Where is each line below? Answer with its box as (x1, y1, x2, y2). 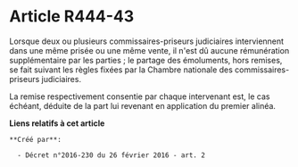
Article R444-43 (9, 6, 135, 27)
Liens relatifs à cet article (9, 118, 105, 129)
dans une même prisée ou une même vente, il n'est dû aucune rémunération (9, 45, 290, 55)
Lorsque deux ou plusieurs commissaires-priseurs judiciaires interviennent (9, 36, 284, 46)
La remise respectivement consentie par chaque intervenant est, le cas (9, 91, 270, 102)
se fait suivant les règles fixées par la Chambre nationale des (9, 64, 234, 75)
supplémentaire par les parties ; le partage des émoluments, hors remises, (9, 54, 283, 65)
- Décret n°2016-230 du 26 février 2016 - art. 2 (17, 150, 205, 160)
